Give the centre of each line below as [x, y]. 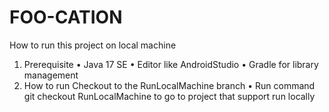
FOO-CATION [66, 17]
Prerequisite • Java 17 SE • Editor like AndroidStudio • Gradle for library [171, 64]
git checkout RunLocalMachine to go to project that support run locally [169, 96]
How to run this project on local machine [93, 45]
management [51, 75]
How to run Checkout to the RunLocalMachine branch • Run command [169, 85]
